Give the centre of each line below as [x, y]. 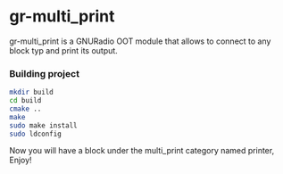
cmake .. [25, 109]
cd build [25, 101]
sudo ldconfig [36, 134]
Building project [45, 73]
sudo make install [43, 125]
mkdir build [31, 92]
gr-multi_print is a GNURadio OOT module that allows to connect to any [140, 41]
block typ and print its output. [63, 50]
